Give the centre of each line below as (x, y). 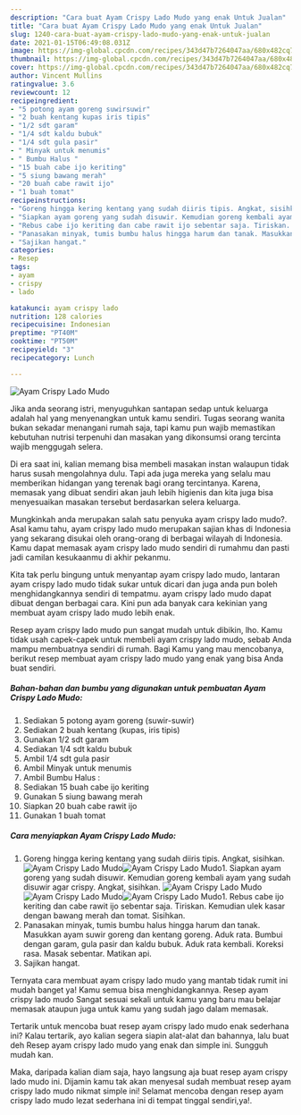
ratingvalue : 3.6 (42, 84)
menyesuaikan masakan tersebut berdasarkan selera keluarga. (125, 502)
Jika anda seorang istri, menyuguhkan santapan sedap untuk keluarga (139, 409)
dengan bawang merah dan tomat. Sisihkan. (104, 915)
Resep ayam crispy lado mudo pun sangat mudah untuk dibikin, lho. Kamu (146, 629)
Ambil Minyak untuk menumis (77, 768)
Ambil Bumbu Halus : (62, 777)
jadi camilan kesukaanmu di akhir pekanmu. (91, 557)
